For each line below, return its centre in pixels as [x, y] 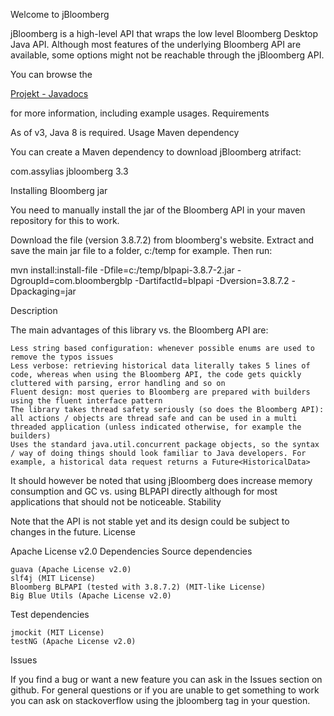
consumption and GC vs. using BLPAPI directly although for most [144, 491]
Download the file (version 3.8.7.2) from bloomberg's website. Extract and [162, 240]
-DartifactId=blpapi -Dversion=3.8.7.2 [212, 280]
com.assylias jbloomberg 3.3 [69, 171]
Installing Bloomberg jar [59, 190]
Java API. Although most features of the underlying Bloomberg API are [156, 44]
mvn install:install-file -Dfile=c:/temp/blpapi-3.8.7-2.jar [122, 270]
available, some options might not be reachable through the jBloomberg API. [167, 55]
